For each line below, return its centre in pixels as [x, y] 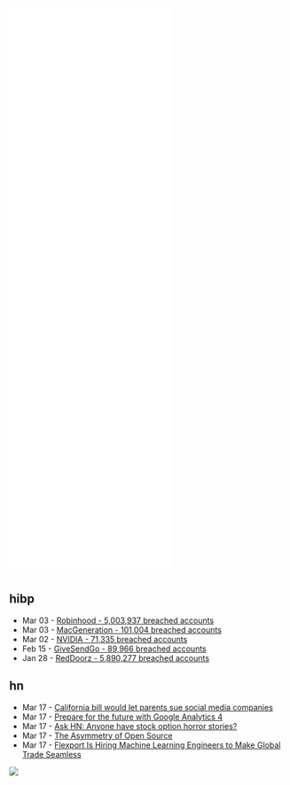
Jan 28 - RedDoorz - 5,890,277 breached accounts [116, 657]
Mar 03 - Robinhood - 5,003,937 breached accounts [118, 620]
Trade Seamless [51, 754]
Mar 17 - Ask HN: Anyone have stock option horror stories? [129, 726]
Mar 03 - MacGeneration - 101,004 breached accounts [121, 630]
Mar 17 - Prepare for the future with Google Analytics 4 [122, 717]
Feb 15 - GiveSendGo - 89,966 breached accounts [114, 649]
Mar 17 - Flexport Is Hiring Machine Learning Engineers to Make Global [151, 745]
